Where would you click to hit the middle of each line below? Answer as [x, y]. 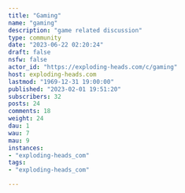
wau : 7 [19, 133]
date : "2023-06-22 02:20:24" [56, 45]
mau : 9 [19, 140]
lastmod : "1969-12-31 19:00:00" [61, 81]
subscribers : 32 [35, 96]
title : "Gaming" [35, 15]
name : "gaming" [33, 23]
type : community [35, 38]
